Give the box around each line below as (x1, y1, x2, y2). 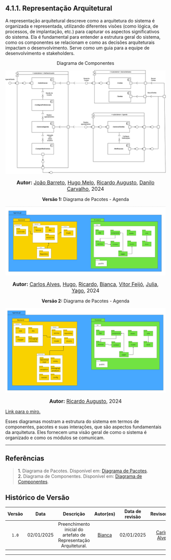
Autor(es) (94, 511, 116, 517)
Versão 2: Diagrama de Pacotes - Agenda (41, 298, 130, 304)
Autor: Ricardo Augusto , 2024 (49, 397, 122, 404)
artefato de (62, 532, 85, 538)
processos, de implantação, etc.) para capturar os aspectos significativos (5, 28, 159, 35)
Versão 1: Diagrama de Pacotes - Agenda (42, 196, 129, 202)
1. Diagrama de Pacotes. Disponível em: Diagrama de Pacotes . (17, 468, 149, 474)
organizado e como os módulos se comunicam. (5, 435, 105, 441)
